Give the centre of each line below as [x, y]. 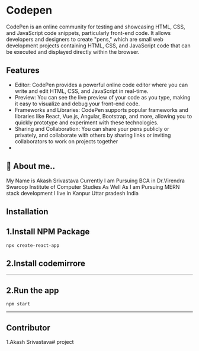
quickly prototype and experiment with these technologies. [86, 123]
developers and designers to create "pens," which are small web [85, 39]
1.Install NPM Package [48, 232]
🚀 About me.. [31, 166]
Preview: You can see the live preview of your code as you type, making [102, 97]
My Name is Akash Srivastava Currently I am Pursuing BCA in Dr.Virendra [96, 181]
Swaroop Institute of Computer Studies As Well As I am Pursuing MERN [93, 186]
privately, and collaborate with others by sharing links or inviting [93, 135]
